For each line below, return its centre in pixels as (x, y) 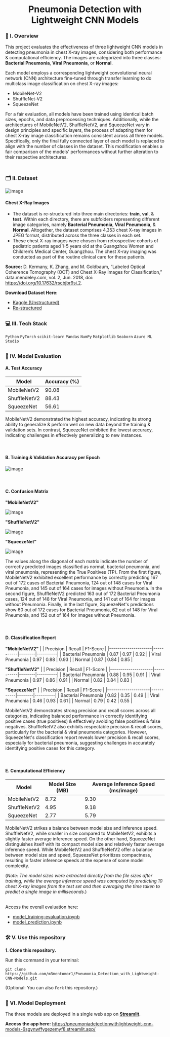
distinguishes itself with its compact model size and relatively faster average (85, 844)
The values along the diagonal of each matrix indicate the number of (77, 562)
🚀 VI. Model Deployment (35, 1003)
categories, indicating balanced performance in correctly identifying (76, 716)
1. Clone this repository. (31, 950)
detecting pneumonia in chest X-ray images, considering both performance (84, 52)
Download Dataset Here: (32, 293)
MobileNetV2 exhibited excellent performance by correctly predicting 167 (82, 578)
